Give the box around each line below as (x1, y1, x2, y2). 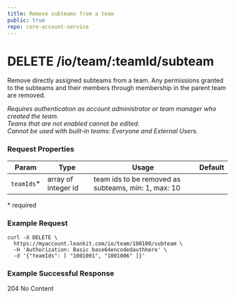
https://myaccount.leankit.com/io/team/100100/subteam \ (13, 240, 183, 247)
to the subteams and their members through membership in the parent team (7, 84, 227, 92)
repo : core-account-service (7, 23, 90, 30)
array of (47, 174, 73, 184)
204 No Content (7, 284, 54, 293)
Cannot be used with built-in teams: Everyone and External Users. (7, 127, 199, 135)
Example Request (7, 218, 68, 228)
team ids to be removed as (93, 174, 181, 184)
